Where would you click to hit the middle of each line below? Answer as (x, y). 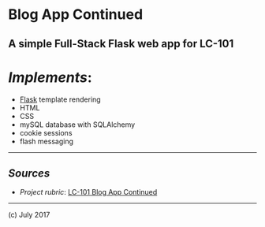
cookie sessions (46, 132)
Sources (29, 173)
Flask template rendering (60, 99)
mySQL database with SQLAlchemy (77, 125)
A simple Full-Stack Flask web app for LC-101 (121, 44)
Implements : (50, 77)
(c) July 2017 (29, 215)
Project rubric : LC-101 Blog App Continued (88, 192)
